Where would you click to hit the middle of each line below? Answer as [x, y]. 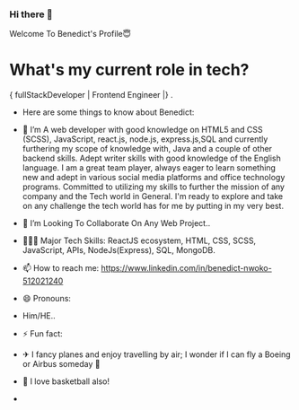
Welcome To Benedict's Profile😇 [70, 34]
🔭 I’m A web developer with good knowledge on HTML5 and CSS [142, 130]
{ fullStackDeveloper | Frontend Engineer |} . [91, 95]
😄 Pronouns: [47, 299]
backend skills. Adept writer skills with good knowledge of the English [151, 158]
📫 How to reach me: [61, 268]
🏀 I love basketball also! [66, 381]
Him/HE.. [39, 316]
